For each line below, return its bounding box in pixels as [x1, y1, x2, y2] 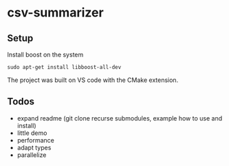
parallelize [17, 150, 47, 159]
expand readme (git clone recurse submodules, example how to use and [17, 114, 223, 122]
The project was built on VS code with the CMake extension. [7, 76, 179, 84]
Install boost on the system [7, 50, 84, 59]
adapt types [17, 143, 52, 152]
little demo [17, 129, 47, 137]
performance [17, 136, 55, 144]
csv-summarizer [7, 5, 105, 21]
